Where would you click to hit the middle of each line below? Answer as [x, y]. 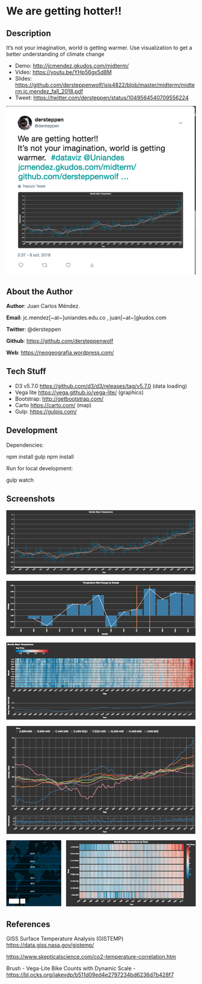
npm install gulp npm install [40, 457]
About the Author [40, 291]
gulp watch [20, 480]
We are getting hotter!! [64, 11]
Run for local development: [40, 468]
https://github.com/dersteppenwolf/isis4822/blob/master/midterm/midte [105, 85]
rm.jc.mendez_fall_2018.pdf [49, 91]
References [28, 924]
